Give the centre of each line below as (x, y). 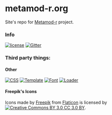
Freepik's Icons (21, 91)
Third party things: (28, 58)
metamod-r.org (37, 9)
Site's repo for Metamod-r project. (39, 22)
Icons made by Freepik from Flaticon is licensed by (56, 102)
